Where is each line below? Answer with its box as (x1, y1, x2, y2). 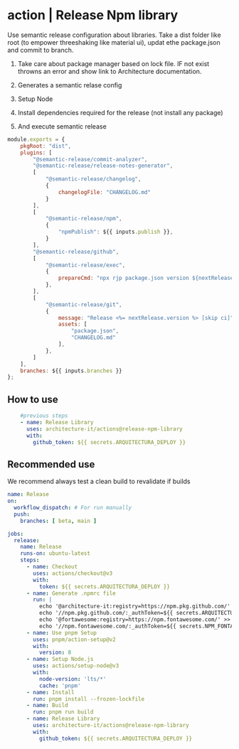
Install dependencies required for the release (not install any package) (17, 108, 223, 117)
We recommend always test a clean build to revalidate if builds (7, 477, 191, 486)
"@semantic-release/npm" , (45, 215, 122, 222)
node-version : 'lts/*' (38, 675, 107, 682)
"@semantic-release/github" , (33, 248, 119, 255)
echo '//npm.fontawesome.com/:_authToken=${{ (38, 623, 176, 630)
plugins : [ (20, 149, 53, 156)
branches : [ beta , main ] (20, 517, 97, 524)
